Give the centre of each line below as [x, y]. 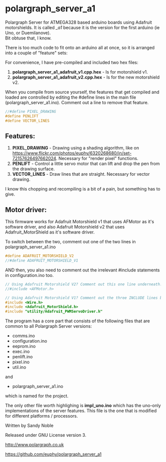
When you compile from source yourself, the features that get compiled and [82, 92]
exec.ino [21, 351]
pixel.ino [21, 362]
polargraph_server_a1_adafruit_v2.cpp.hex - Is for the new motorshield [86, 77]
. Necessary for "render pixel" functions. [97, 158]
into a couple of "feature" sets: [36, 53]
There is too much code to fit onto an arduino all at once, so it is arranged [80, 47]
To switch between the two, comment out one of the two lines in [70, 242]
